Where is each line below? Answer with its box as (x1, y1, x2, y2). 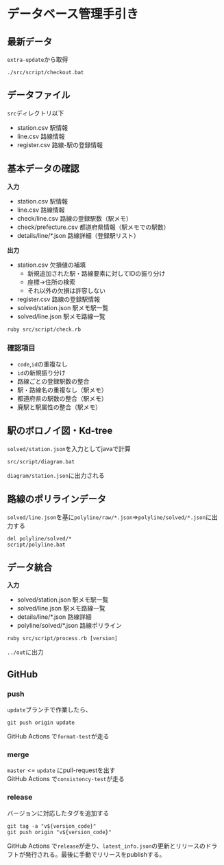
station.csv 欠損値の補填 (16, 261, 86, 269)
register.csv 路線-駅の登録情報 (16, 140, 103, 149)
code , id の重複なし (16, 360, 68, 368)
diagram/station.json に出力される (7, 471, 105, 479)
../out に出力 (7, 648, 44, 657)
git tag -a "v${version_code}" (7, 822, 97, 829)
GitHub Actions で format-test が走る (7, 732, 110, 741)
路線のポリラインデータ (7, 493, 106, 505)
